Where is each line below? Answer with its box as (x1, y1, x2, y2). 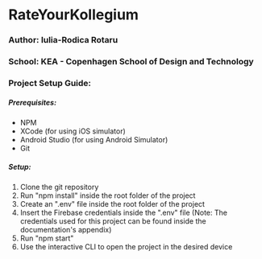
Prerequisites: (8, 97, 57, 107)
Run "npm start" (19, 233, 74, 243)
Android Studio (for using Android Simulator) (19, 134, 168, 144)
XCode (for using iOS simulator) (19, 126, 127, 136)
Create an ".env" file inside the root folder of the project (19, 199, 206, 208)
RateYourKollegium (8, 6, 139, 24)
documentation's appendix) (19, 224, 112, 234)
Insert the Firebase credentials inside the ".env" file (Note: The (19, 208, 228, 217)
